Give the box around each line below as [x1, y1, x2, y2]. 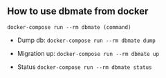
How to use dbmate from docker [7, 6, 149, 17]
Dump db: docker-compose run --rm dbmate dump [17, 36, 156, 44]
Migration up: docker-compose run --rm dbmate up [17, 49, 160, 57]
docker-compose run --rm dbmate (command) [7, 23, 131, 30]
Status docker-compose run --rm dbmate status [17, 62, 152, 71]
